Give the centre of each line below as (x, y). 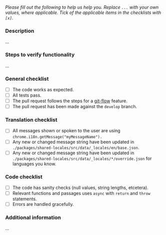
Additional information (33, 217)
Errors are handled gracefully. (43, 204)
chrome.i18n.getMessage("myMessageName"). (57, 137)
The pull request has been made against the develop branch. (75, 107)
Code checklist (24, 176)
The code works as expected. (43, 89)
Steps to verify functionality (40, 55)
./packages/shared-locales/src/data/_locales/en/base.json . (76, 147)
